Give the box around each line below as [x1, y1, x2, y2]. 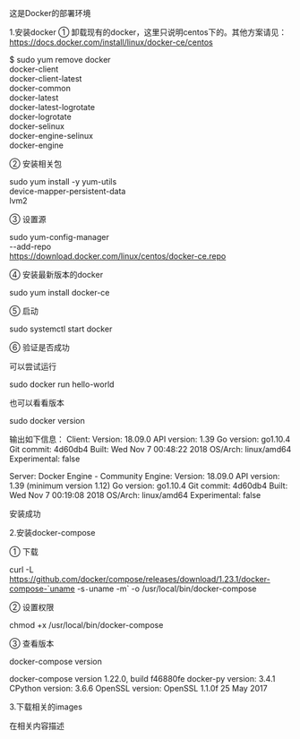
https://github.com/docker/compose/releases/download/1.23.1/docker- [9, 574, 270, 584]
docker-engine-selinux [9, 131, 94, 141]
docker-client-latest [9, 73, 82, 83]
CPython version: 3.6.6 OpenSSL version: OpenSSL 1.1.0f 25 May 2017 [9, 683, 268, 693]
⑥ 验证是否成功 [9, 342, 70, 352]
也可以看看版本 [9, 398, 64, 408]
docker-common [9, 83, 72, 93]
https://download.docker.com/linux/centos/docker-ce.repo [9, 251, 227, 262]
